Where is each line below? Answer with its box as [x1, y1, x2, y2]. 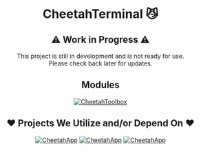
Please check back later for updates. [48, 59, 153, 68]
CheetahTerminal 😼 [42, 6, 159, 22]
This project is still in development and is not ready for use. [17, 52, 184, 60]
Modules [81, 79, 120, 91]
